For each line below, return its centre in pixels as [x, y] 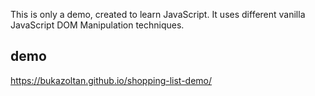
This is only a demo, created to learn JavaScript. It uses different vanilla [158, 14]
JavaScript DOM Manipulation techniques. [97, 25]
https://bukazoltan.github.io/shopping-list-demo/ [111, 80]
